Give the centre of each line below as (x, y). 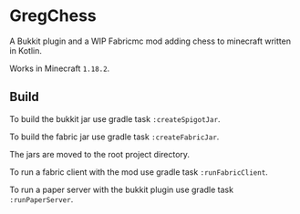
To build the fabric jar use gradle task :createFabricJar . (114, 137)
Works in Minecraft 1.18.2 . (60, 68)
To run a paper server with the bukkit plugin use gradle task (122, 189)
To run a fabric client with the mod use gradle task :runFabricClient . (139, 172)
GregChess (53, 16)
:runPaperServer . (41, 199)
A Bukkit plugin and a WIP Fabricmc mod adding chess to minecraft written (150, 41)
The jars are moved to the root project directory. (99, 154)
